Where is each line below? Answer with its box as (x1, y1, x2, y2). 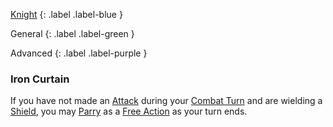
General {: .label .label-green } (10, 28, 135, 39)
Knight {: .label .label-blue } (10, 9, 123, 20)
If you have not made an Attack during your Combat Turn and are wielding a (10, 95, 323, 107)
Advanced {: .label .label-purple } (10, 47, 148, 59)
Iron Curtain (10, 72, 70, 86)
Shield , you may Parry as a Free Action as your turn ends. (10, 105, 248, 118)
